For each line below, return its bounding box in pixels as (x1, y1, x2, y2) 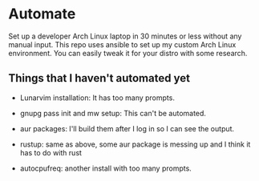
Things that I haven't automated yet (8, 71, 191, 85)
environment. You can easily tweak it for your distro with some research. (8, 48, 248, 58)
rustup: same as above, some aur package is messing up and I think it (19, 139, 251, 149)
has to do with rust (19, 147, 83, 157)
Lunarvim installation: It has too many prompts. (19, 93, 175, 103)
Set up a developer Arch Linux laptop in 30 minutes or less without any (8, 31, 242, 41)
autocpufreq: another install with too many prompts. (19, 163, 192, 173)
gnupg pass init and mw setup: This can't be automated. (19, 108, 207, 118)
